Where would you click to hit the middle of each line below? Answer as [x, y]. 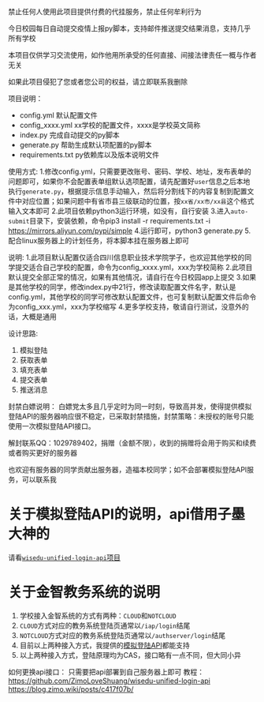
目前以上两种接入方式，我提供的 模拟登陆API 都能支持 [105, 645]
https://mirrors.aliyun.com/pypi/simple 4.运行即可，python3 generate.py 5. [129, 231]
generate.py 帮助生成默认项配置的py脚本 [86, 145]
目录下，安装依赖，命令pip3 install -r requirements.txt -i [120, 221]
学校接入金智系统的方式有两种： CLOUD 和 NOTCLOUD [98, 615]
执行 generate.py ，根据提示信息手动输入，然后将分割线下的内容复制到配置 [128, 191]
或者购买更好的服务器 [43, 453]
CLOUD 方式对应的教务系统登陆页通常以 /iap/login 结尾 [105, 625]
